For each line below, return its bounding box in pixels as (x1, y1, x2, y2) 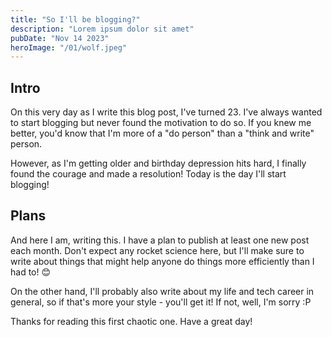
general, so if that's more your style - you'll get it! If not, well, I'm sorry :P (10, 296, 312, 308)
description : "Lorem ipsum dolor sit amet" (10, 24, 195, 34)
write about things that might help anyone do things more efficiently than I (10, 255, 315, 267)
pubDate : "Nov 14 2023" (10, 33, 110, 43)
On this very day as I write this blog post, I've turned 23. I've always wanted (10, 106, 323, 118)
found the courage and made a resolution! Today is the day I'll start (10, 168, 287, 180)
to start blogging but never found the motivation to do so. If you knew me (10, 117, 312, 129)
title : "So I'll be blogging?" (10, 14, 141, 25)
